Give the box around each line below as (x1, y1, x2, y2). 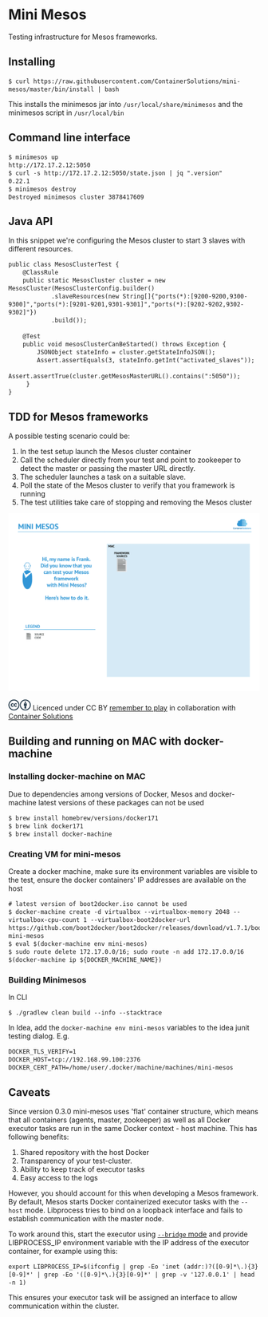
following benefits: (8, 1132, 69, 1142)
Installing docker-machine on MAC (8, 771, 146, 782)
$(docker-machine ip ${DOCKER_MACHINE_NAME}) (8, 956, 162, 964)
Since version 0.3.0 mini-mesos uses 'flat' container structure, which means (8, 1107, 259, 1117)
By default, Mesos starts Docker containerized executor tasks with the (8, 1197, 239, 1207)
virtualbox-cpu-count (8, 916, 81, 924)
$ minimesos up (8, 153, 59, 161)
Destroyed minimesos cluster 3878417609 (8, 193, 145, 201)
